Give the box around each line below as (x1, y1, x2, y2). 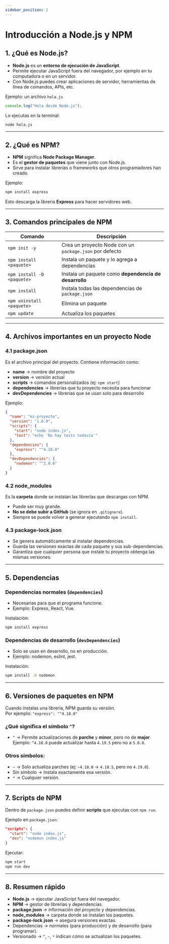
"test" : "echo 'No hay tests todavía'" (14, 433, 98, 438)
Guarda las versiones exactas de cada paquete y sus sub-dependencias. (12, 543, 164, 549)
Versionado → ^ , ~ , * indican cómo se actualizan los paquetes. (12, 933, 142, 939)
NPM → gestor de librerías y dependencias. (12, 901, 103, 907)
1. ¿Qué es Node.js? (5, 49, 68, 58)
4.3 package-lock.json (5, 527, 62, 534)
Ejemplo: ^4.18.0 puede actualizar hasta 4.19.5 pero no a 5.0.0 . (12, 740, 146, 746)
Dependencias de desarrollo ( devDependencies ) (5, 637, 121, 644)
